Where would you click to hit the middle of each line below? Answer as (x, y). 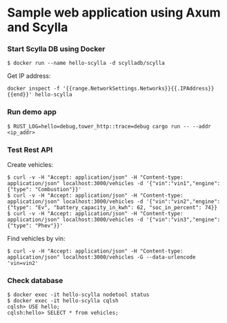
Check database (35, 281)
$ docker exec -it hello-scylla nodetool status (78, 295)
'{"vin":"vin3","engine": (183, 220)
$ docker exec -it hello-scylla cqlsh (63, 301)
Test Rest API (30, 150)
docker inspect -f (33, 89)
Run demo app (32, 112)
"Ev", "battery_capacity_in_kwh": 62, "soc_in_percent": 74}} (126, 208)
